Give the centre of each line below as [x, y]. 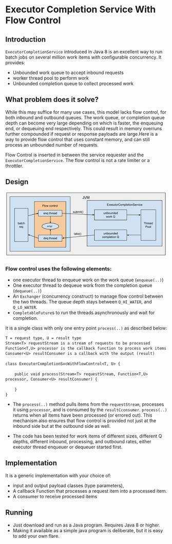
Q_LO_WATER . [25, 307]
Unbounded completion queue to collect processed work [73, 84]
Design [17, 182]
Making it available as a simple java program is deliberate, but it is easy [88, 530]
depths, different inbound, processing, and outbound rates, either [82, 442]
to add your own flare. [36, 536]
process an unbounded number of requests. [52, 144]
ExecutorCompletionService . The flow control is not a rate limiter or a [78, 160]
